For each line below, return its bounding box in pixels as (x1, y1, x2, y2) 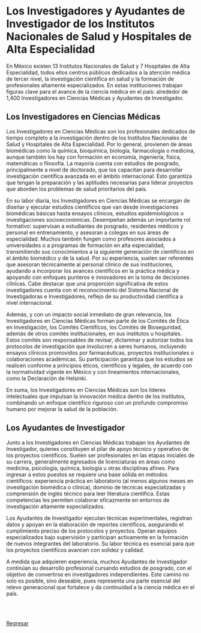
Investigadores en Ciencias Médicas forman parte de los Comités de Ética (6, 317, 189, 324)
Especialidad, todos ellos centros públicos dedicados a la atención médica (6, 69, 191, 76)
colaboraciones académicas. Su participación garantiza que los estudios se (6, 355, 193, 362)
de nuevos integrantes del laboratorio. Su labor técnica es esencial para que (6, 540, 195, 547)
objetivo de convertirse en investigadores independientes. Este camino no (6, 570, 190, 578)
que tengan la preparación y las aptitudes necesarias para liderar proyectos (6, 179, 193, 186)
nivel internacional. (6, 299, 53, 306)
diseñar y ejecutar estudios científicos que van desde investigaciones (6, 203, 179, 210)
